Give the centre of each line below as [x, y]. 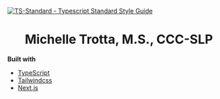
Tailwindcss [35, 80]
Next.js [28, 88]
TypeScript [34, 72]
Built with [22, 59]
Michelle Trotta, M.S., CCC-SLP [119, 40]
